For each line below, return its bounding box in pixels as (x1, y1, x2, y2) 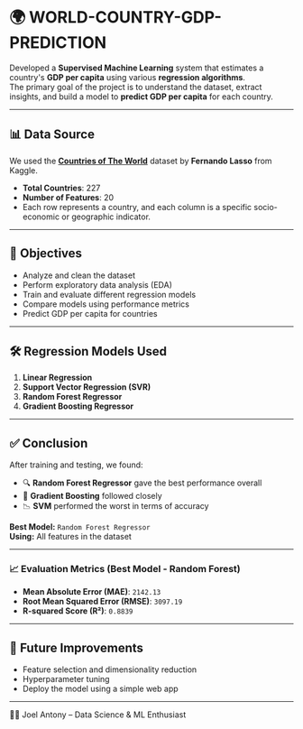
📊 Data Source (9, 127, 95, 143)
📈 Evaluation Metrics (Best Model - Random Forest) (9, 563, 241, 576)
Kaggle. (9, 164, 39, 176)
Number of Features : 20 (22, 191, 115, 203)
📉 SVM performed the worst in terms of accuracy (22, 501, 209, 512)
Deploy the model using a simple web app (22, 683, 179, 695)
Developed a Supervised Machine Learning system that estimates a (9, 62, 264, 73)
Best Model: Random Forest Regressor (9, 521, 151, 532)
